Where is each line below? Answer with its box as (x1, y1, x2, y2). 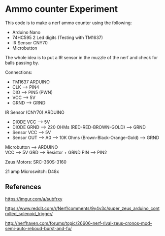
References (5, 183, 41, 191)
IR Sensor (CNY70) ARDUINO (5, 109, 65, 115)
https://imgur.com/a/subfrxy (5, 196, 63, 202)
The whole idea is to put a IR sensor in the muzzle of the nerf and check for (5, 54, 158, 60)
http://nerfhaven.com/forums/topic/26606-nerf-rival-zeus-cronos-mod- (5, 220, 152, 226)
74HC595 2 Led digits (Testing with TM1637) (12, 34, 103, 40)
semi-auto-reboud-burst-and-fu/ (5, 225, 72, 231)
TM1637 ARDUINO (12, 79, 50, 85)
